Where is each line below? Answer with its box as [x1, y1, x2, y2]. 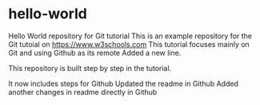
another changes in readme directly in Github [8, 87, 158, 96]
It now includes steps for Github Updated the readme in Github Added [8, 79, 238, 88]
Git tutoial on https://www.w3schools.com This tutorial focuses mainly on [8, 39, 250, 49]
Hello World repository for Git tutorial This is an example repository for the [8, 31, 253, 41]
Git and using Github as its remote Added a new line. [8, 48, 182, 57]
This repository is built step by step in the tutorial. [8, 63, 172, 72]
